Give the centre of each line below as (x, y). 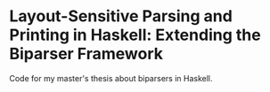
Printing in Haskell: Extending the (135, 35)
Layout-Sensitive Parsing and (121, 16)
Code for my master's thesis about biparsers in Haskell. (111, 78)
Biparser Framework (86, 54)
